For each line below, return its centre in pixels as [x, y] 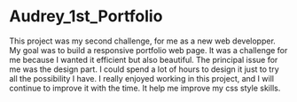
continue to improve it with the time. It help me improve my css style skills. [145, 88]
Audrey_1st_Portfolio [86, 16]
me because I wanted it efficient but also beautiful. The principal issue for [144, 59]
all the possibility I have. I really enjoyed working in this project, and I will [142, 78]
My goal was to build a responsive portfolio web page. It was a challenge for [148, 50]
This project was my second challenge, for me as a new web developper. [143, 41]
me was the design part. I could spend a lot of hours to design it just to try [144, 69]
